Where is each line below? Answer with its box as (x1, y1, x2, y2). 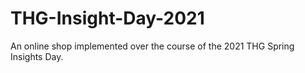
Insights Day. (10, 50, 64, 62)
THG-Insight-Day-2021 (10, 7, 205, 30)
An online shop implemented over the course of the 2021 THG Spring (10, 40, 295, 52)
